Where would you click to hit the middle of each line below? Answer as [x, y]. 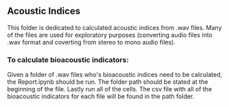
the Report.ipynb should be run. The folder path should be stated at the [108, 82]
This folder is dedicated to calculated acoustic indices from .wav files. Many [114, 27]
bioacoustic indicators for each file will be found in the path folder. [101, 96]
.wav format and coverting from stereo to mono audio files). [92, 42]
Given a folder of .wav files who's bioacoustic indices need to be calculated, [115, 75]
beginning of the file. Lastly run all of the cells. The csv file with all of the [110, 89]
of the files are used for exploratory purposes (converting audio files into [110, 35]
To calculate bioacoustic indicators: [68, 59]
